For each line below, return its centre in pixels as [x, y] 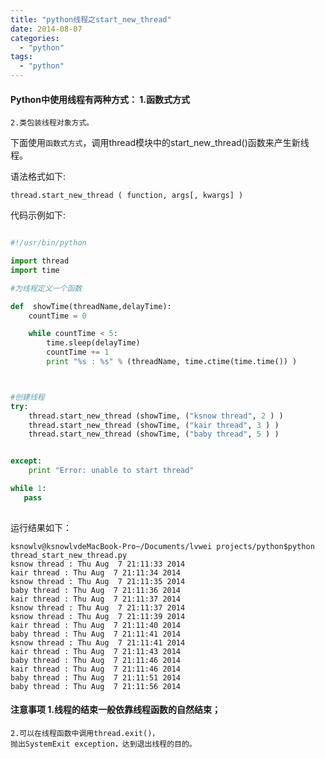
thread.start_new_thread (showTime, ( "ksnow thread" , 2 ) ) [156, 416]
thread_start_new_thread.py [69, 555]
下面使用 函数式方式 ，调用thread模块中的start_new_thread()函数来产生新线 [160, 143]
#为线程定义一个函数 [46, 288]
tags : [21, 57]
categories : [35, 38]
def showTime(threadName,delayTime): [91, 306]
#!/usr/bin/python [48, 243]
